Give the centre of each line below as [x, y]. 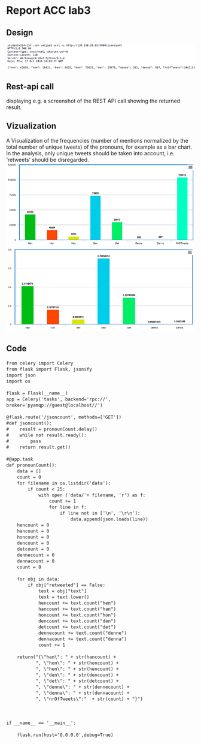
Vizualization [31, 126]
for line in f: [68, 507]
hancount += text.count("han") [77, 609]
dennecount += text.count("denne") [83, 633]
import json [21, 375]
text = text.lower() [64, 597]
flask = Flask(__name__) [37, 393]
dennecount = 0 [36, 555]
